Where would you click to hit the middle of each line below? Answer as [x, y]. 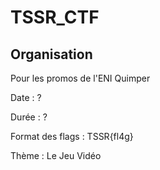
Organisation [51, 54]
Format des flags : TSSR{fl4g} [72, 136]
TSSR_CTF [55, 17]
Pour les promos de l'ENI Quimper [80, 78]
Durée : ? [29, 117]
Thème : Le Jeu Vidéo [56, 155]
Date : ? [26, 97]
